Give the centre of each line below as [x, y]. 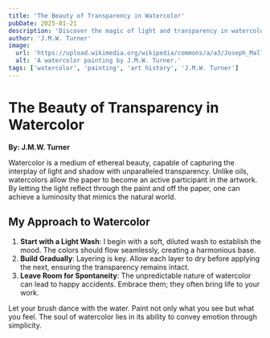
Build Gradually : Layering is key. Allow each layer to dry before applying [140, 259]
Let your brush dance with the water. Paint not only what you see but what [131, 308]
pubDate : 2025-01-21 [43, 23]
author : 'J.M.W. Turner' [50, 38]
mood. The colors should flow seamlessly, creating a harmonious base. [138, 250]
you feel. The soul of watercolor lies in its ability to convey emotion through [133, 316]
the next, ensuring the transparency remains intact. [105, 267]
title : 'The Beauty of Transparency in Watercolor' [96, 16]
